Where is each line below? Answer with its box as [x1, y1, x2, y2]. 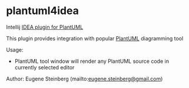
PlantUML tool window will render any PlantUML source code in [14, 57, 170, 65]
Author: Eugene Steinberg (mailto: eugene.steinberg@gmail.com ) [6, 75, 163, 82]
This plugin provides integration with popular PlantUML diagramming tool [6, 35, 184, 42]
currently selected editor [14, 63, 75, 71]
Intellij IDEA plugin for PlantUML [6, 23, 84, 31]
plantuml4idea [6, 4, 79, 18]
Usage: [6, 46, 24, 53]
